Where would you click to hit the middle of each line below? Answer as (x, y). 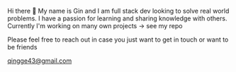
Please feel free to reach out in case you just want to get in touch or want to (118, 40)
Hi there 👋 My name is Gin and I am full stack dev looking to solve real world (118, 11)
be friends (22, 47)
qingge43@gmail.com (40, 61)
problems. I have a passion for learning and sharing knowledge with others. (117, 18)
